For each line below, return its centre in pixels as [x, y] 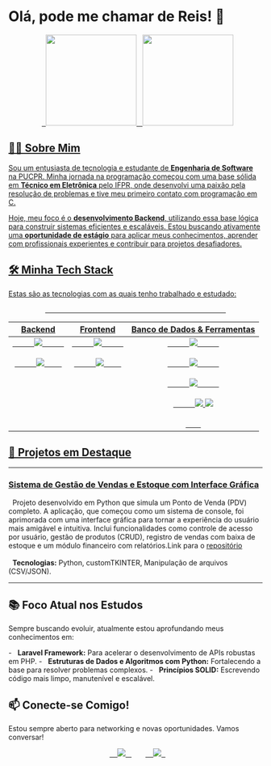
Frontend [98, 329]
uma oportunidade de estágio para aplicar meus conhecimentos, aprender [133, 235]
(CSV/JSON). [30, 571]
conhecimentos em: [41, 637]
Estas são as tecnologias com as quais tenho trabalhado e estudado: [122, 294]
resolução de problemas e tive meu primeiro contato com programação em [133, 193]
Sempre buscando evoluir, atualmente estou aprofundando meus [116, 628]
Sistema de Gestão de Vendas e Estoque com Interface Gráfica [134, 485]
